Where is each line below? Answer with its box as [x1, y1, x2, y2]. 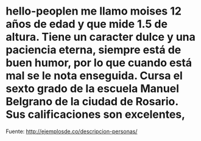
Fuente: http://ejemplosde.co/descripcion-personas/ [5, 128, 138, 135]
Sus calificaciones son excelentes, [5, 108, 186, 122]
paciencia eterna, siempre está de [5, 43, 182, 57]
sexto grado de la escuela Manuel [5, 82, 179, 95]
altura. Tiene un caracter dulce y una [5, 30, 196, 44]
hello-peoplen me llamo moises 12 [5, 4, 182, 18]
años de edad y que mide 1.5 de [5, 17, 168, 31]
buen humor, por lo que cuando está [5, 56, 192, 70]
